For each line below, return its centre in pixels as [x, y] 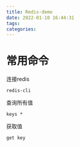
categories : [21, 29]
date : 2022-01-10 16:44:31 [40, 18]
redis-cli [19, 91]
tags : [13, 23]
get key [16, 138]
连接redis [18, 79]
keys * [15, 114]
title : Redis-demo [29, 12]
